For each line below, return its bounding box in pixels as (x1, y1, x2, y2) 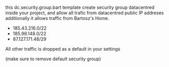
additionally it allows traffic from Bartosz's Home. (5, 15, 109, 21)
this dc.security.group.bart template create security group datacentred (5, 5, 155, 10)
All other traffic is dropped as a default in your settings (5, 46, 120, 52)
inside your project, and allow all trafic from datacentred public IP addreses (5, 10, 164, 16)
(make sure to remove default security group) (5, 56, 101, 62)
